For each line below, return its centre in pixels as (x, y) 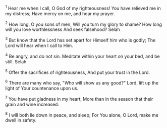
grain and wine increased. (32, 104)
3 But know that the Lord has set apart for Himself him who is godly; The (80, 40)
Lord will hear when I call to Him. (39, 46)
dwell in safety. (21, 120)
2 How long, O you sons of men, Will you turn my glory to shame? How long (84, 24)
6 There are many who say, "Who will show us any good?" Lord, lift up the (82, 82)
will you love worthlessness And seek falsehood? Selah (63, 29)
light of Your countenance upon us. (42, 88)
